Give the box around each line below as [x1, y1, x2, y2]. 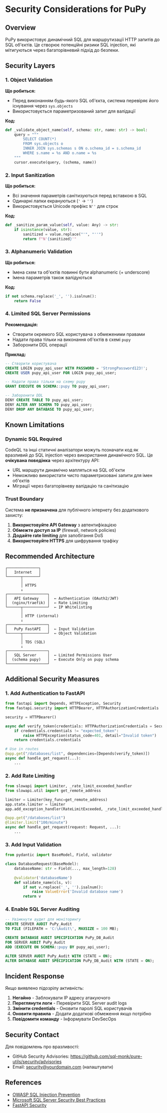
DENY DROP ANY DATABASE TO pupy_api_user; [5, 407, 94, 412]
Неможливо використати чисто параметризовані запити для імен [12, 473, 153, 478]
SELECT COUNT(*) [23, 137, 57, 142]
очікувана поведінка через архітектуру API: [5, 458, 100, 464]
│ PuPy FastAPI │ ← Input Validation [5, 627, 94, 632]
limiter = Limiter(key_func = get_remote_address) [5, 797, 108, 802]
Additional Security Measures [5, 674, 99, 683]
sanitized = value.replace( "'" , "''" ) [23, 232, 103, 237]
